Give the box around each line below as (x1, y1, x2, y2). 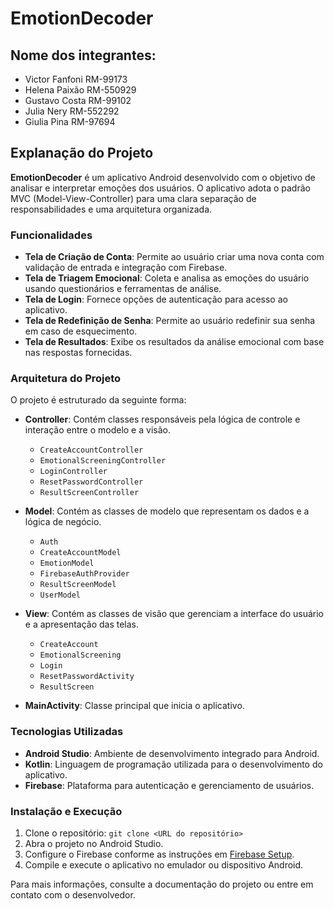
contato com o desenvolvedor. (10, 889, 136, 901)
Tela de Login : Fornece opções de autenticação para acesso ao (24, 293, 288, 306)
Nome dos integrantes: (10, 47, 157, 64)
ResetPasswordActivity (39, 672, 135, 682)
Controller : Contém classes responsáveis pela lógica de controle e (24, 413, 301, 426)
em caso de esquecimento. (24, 325, 138, 337)
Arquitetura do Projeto (10, 372, 122, 386)
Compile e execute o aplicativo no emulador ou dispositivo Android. (24, 859, 304, 871)
